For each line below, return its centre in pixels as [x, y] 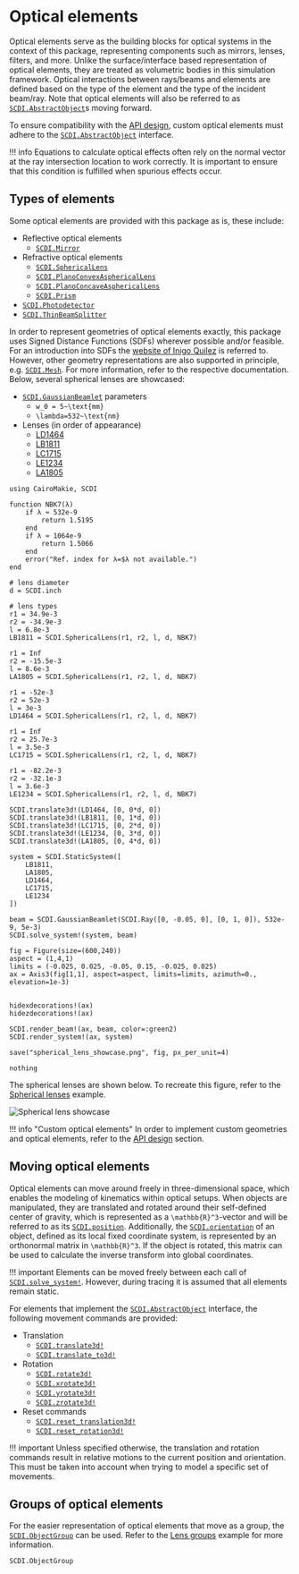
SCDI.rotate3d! [63, 1374]
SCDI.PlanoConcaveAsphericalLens [98, 286]
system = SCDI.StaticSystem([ [66, 856]
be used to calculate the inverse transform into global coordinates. [132, 1255]
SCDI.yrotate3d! [66, 1393]
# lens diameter [39, 583]
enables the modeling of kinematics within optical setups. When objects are [148, 1197]
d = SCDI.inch [36, 591]
